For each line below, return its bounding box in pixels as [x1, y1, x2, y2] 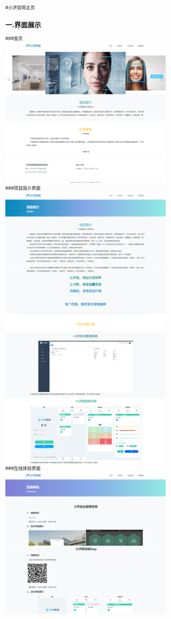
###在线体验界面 [5, 465, 41, 471]
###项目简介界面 [5, 185, 41, 191]
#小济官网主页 [5, 5, 35, 10]
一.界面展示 [5, 21, 42, 30]
